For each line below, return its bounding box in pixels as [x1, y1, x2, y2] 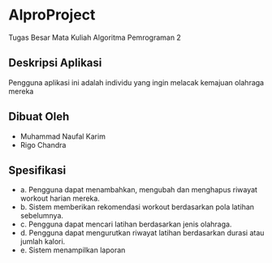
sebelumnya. [19, 211, 63, 221]
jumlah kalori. [19, 237, 66, 247]
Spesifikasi [8, 163, 67, 177]
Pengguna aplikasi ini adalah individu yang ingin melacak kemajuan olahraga [8, 77, 265, 87]
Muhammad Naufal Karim [19, 131, 106, 141]
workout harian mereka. [19, 193, 100, 204]
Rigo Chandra [19, 140, 67, 149]
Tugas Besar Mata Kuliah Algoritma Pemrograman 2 [8, 32, 181, 42]
